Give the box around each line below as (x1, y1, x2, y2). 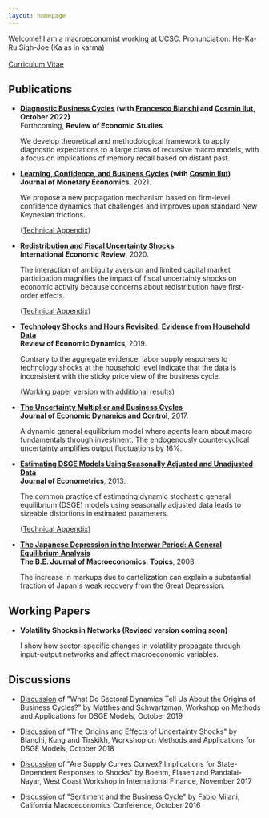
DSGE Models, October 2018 (19, 743, 114, 754)
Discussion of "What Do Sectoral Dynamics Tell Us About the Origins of (19, 694, 256, 704)
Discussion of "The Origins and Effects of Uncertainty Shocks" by (19, 727, 238, 736)
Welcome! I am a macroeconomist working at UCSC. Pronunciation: (8, 34, 231, 43)
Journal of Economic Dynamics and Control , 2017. (19, 411, 189, 421)
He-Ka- (231, 34, 258, 43)
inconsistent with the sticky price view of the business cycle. (19, 371, 221, 381)
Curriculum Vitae (8, 59, 64, 69)
